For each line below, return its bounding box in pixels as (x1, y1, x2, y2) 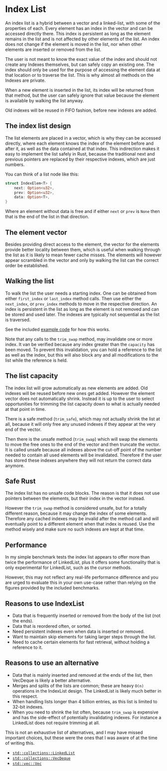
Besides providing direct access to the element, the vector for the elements (5, 241, 160, 247)
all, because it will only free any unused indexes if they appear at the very (5, 421, 156, 427)
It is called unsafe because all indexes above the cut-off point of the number (5, 446, 162, 452)
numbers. (5, 161, 25, 168)
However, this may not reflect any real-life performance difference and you (5, 575, 159, 580)
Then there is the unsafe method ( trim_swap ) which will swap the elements (5, 436, 158, 442)
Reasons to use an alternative (5, 659, 99, 667)
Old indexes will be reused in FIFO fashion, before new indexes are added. (5, 107, 158, 113)
